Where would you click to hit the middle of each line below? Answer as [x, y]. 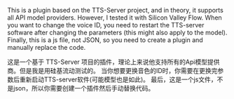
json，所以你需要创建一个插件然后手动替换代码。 [84, 88]
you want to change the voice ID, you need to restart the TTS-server [106, 25]
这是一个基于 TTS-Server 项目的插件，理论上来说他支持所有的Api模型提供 [113, 62]
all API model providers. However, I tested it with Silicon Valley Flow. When [115, 18]
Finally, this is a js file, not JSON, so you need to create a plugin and [105, 40]
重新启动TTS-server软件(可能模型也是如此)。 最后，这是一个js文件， [118, 79]
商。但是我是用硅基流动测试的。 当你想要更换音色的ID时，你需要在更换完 [112, 71]
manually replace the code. [47, 47]
